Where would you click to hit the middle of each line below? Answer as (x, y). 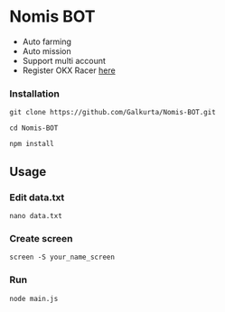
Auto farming (47, 41)
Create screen (41, 238)
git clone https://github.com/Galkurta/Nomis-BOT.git (113, 113)
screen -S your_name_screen (62, 257)
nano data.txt (36, 216)
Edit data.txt (37, 197)
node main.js (34, 298)
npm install (32, 144)
